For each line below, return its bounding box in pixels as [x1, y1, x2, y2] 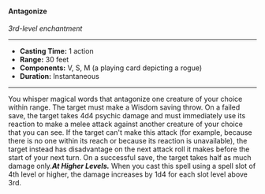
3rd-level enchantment [8, 24, 83, 33]
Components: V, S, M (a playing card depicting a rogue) [19, 63, 203, 73]
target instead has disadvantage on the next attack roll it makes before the [8, 144, 250, 154]
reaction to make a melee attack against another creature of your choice [8, 119, 243, 129]
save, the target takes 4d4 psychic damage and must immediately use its [8, 111, 246, 121]
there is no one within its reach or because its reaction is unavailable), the [8, 136, 248, 146]
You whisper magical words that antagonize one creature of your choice [8, 95, 243, 104]
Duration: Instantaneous [19, 72, 100, 81]
